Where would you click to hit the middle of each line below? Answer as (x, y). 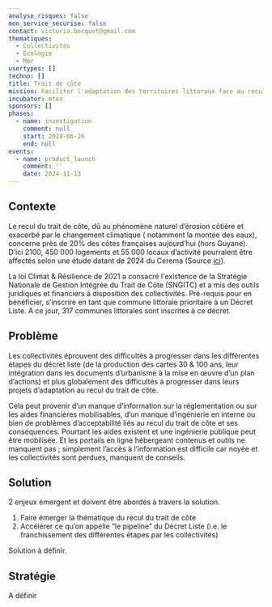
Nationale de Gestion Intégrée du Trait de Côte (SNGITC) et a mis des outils (134, 285)
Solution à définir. (38, 550)
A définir (23, 596)
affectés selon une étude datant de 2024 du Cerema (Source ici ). (117, 261)
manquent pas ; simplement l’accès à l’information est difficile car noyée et (133, 448)
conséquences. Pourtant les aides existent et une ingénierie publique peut (132, 431)
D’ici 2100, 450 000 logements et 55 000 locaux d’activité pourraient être (131, 252)
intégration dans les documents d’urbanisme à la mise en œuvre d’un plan (132, 372)
